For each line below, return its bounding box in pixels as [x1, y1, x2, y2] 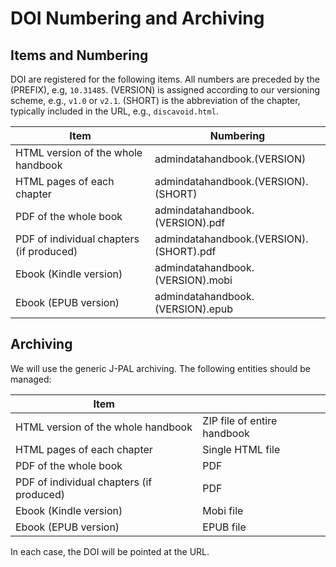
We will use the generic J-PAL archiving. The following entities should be [10, 362, 311, 374]
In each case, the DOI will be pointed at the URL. [10, 545, 210, 557]
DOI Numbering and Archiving [10, 7, 265, 30]
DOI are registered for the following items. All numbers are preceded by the [10, 73, 320, 85]
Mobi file [202, 503, 244, 517]
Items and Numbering [10, 47, 149, 64]
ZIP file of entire [202, 413, 278, 427]
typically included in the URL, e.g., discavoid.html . [10, 105, 219, 117]
